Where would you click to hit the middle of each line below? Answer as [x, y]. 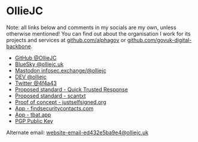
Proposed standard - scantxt [50, 96]
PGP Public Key [34, 121]
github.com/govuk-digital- [159, 40]
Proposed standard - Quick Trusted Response [71, 89]
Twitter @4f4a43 [36, 83]
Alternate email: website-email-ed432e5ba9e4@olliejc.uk [77, 132]
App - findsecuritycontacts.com [54, 108]
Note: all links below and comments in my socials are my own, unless [91, 27]
